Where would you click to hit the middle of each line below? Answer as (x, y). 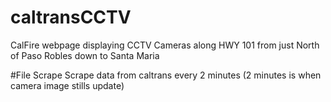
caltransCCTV (71, 17)
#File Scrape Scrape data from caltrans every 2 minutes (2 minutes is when (166, 75)
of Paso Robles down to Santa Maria (85, 55)
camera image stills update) (67, 85)
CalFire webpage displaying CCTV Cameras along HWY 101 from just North (165, 45)
